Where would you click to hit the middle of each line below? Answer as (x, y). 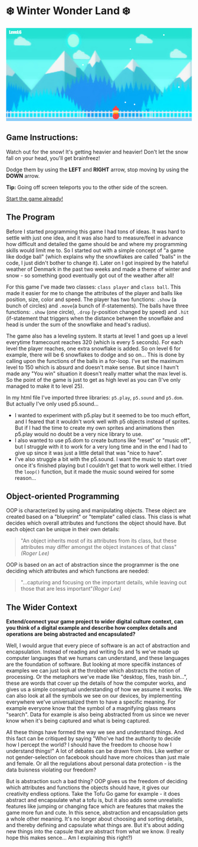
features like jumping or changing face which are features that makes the (95, 806)
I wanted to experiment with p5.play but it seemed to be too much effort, (103, 415)
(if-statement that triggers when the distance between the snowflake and (95, 318)
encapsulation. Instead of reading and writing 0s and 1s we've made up (93, 652)
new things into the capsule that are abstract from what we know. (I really (95, 832)
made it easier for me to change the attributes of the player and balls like (94, 293)
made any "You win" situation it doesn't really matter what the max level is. (97, 373)
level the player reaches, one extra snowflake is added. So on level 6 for (94, 348)
